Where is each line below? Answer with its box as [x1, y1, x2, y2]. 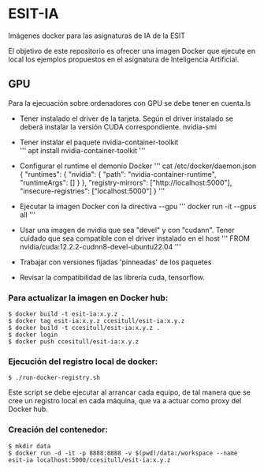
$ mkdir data [8, 442, 51, 450]
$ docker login [8, 331, 58, 339]
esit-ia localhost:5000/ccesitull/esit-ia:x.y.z [8, 455, 171, 464]
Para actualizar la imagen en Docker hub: [8, 292, 169, 303]
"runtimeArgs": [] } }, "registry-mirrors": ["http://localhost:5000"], [19, 178, 232, 187]
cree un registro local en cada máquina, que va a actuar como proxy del [8, 396, 242, 406]
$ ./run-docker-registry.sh [8, 374, 101, 382]
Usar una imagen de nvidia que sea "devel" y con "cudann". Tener [19, 225, 235, 234]
